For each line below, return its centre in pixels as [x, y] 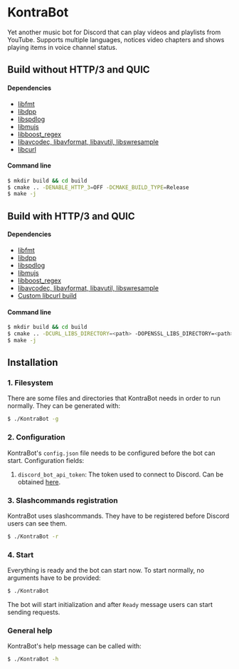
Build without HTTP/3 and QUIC [79, 70]
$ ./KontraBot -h [33, 659]
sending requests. [34, 612]
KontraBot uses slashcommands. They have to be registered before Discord [118, 516]
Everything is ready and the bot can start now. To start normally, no [106, 571]
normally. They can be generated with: [64, 406]
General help [30, 630]
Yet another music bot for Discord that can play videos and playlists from [114, 32]
